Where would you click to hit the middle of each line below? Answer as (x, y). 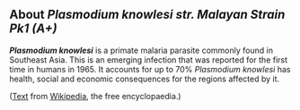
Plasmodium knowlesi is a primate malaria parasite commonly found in (141, 50)
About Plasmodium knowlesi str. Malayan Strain (147, 15)
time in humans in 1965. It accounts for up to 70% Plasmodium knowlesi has (150, 69)
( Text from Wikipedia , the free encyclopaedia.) (95, 96)
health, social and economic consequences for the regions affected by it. (145, 79)
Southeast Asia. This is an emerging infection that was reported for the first (149, 59)
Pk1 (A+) (33, 29)
